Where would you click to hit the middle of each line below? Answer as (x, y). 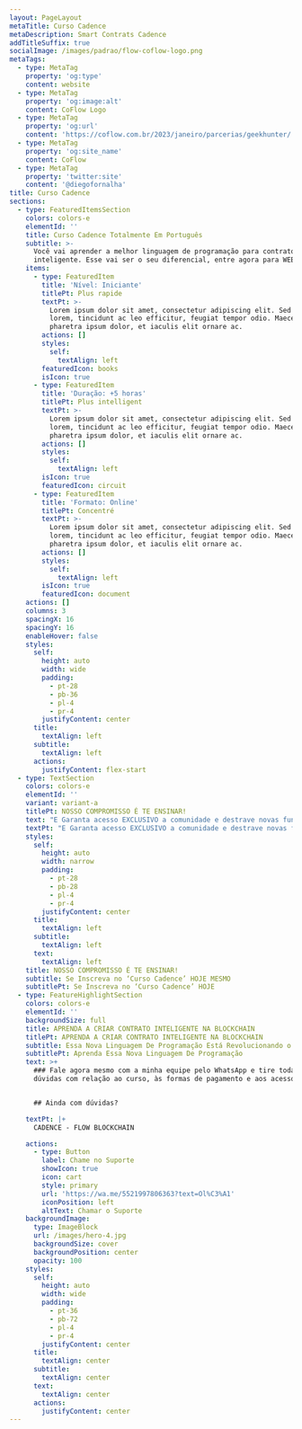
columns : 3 (46, 611)
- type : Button (62, 1152)
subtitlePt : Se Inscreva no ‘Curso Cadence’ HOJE (120, 987)
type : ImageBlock (66, 1228)
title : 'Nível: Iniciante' (92, 285)
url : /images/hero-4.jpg (80, 1236)
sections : (28, 202)
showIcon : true (70, 1169)
